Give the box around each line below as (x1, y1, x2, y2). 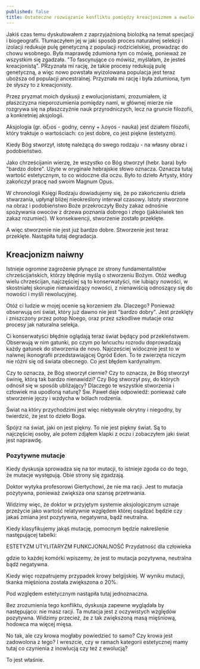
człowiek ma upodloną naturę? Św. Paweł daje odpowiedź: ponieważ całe (6, 388, 186, 395)
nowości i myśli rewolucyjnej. (6, 291, 78, 298)
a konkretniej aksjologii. (6, 111, 64, 119)
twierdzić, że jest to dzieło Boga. (6, 413, 86, 420)
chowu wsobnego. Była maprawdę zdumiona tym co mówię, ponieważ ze (6, 49, 186, 56)
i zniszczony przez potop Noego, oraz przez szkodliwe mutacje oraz (6, 315, 174, 322)
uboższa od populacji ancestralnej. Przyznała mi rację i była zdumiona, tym (6, 75, 190, 82)
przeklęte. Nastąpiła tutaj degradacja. (6, 233, 98, 240)
